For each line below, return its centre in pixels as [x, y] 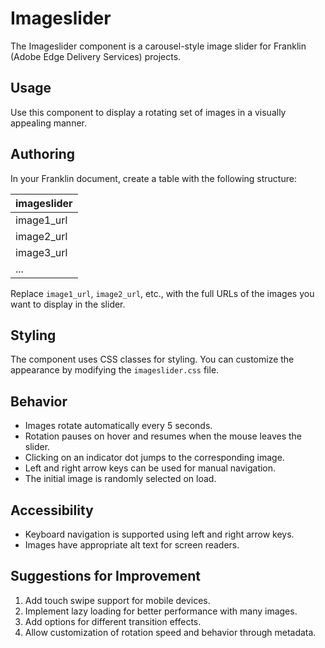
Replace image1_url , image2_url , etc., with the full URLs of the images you [162, 293]
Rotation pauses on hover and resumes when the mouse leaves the [163, 436]
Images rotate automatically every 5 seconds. [118, 426]
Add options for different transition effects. [113, 621]
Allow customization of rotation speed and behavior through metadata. [170, 632]
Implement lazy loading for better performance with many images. [161, 611]
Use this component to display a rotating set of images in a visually [148, 112]
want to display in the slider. [68, 304]
